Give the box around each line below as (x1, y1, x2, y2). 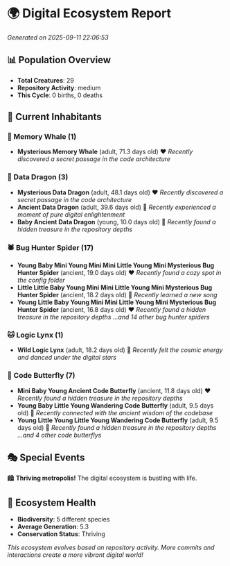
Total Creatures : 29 (17, 76, 74, 84)
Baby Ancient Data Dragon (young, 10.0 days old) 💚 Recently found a (17, 217, 216, 226)
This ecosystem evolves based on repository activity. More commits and (7, 543, 215, 552)
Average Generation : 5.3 (17, 522, 89, 531)
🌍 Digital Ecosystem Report (7, 6, 172, 22)
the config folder (17, 276, 66, 285)
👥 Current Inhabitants (7, 111, 102, 123)
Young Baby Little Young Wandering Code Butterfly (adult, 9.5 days (17, 401, 214, 410)
